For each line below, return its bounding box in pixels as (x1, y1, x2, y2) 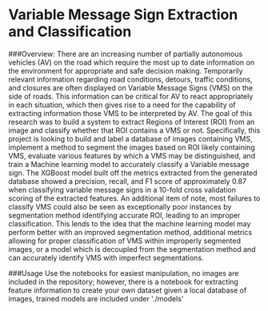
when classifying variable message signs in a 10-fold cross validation (8, 185, 236, 194)
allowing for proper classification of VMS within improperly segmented (8, 236, 242, 245)
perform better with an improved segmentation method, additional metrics (8, 227, 253, 237)
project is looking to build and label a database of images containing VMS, (8, 134, 253, 143)
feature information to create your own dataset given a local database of (8, 285, 247, 295)
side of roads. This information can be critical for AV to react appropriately (8, 91, 254, 101)
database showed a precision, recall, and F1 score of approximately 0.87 (8, 176, 246, 185)
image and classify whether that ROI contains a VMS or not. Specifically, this (8, 126, 261, 135)
